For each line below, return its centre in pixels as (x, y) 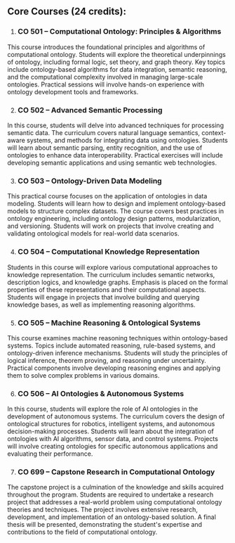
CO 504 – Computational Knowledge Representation (108, 252)
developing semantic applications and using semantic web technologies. (112, 162)
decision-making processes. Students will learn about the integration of (110, 431)
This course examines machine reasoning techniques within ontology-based (117, 338)
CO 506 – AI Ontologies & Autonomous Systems (101, 393)
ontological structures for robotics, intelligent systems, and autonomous (111, 424)
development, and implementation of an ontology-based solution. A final (112, 517)
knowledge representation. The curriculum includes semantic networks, (111, 274)
